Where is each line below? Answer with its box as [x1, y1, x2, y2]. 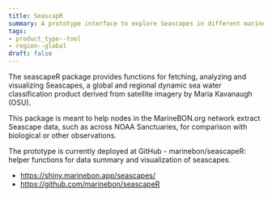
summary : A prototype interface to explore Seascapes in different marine [8, 19, 266, 28]
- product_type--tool [8, 34, 82, 43]
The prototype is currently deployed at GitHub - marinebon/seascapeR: [8, 147, 247, 156]
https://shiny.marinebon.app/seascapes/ [19, 171, 156, 180]
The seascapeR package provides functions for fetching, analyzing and [8, 72, 247, 81]
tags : [8, 27, 27, 35]
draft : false [8, 49, 53, 58]
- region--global [8, 42, 67, 50]
